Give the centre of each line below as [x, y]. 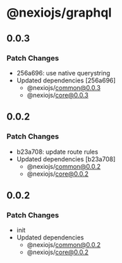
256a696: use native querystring [63, 73]
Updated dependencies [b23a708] [66, 159]
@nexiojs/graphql [59, 13]
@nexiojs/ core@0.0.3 [58, 95]
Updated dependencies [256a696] [66, 80]
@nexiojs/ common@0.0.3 [64, 87]
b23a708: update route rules [57, 152]
